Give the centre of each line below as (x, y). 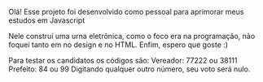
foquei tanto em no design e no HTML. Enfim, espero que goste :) (118, 45)
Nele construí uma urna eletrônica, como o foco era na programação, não (132, 36)
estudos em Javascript (47, 20)
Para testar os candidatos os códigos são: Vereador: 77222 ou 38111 (123, 60)
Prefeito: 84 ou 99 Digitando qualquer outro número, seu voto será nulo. (129, 69)
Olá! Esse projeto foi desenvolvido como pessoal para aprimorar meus (126, 12)
